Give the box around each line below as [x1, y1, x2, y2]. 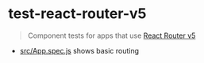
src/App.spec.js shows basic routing [19, 46, 140, 55]
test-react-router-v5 [8, 5, 147, 23]
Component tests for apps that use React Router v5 [27, 31, 196, 40]
